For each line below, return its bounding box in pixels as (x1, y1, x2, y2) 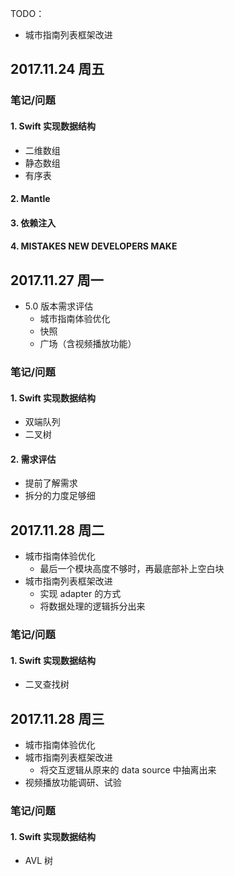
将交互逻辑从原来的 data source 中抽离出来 (39, 764, 217, 776)
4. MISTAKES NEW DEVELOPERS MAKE (10, 240, 178, 252)
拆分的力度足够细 (24, 490, 96, 502)
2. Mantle (10, 193, 51, 205)
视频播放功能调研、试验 (24, 777, 122, 789)
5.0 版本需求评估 (24, 300, 94, 312)
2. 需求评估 (10, 453, 57, 465)
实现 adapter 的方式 (39, 588, 122, 600)
